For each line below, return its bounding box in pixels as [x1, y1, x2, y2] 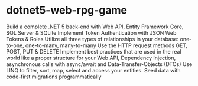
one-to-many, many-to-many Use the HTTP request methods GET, [25, 42, 188, 49]
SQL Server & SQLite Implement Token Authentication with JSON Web [6, 29, 177, 36]
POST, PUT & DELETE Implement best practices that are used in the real [6, 48, 181, 55]
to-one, [6, 42, 25, 49]
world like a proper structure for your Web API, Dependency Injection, [6, 54, 176, 61]
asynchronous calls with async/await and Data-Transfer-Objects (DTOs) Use [6, 60, 193, 68]
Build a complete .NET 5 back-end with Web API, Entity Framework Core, [6, 23, 184, 30]
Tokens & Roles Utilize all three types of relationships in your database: [6, 35, 179, 42]
